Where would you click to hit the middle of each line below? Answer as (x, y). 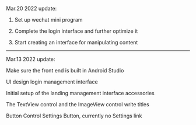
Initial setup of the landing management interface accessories (80, 93)
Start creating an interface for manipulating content (76, 42)
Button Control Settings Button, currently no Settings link (74, 116)
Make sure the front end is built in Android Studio (65, 70)
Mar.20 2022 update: (32, 8)
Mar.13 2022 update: (31, 59)
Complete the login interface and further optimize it (76, 31)
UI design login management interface (52, 82)
